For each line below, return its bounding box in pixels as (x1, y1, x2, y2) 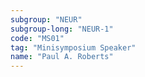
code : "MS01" (10, 33, 65, 43)
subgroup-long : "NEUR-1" (10, 24, 114, 34)
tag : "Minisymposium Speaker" (10, 42, 137, 53)
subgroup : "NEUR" (10, 14, 83, 25)
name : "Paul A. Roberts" (10, 52, 114, 62)
